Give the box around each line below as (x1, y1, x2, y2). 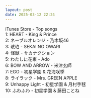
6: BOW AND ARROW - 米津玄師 (5, 62, 72, 68)
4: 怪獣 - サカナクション (5, 50, 55, 56)
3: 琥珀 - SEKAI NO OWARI (5, 43, 60, 49)
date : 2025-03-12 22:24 (5, 12, 55, 17)
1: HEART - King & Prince (5, 31, 57, 37)
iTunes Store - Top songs (5, 26, 58, 32)
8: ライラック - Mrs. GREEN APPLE (5, 75, 77, 81)
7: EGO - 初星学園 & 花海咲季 (5, 68, 65, 74)
